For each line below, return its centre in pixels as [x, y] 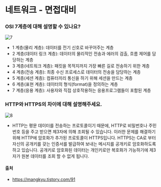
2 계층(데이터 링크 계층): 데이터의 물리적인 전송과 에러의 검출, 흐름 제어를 [81, 54]
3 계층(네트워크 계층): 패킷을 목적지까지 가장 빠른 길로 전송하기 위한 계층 [81, 66]
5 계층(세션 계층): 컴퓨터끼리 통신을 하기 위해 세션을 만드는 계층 [72, 78]
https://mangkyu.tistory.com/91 [44, 179]
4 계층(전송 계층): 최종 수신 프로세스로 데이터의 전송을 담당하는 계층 [76, 72]
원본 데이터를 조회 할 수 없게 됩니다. [55, 156]
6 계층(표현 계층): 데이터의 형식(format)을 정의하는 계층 [65, 84]
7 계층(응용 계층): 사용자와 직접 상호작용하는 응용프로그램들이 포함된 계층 [81, 91]
